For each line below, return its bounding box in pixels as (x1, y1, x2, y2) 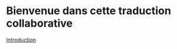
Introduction (6, 36, 36, 43)
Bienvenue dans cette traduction (6, 4, 172, 18)
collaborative (6, 17, 73, 30)
